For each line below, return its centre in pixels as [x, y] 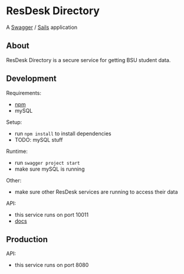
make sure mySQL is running [50, 169]
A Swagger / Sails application [42, 27]
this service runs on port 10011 [52, 214]
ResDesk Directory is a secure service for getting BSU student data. [88, 60]
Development [32, 79]
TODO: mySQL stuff [39, 139]
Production [27, 239]
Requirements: [24, 93]
